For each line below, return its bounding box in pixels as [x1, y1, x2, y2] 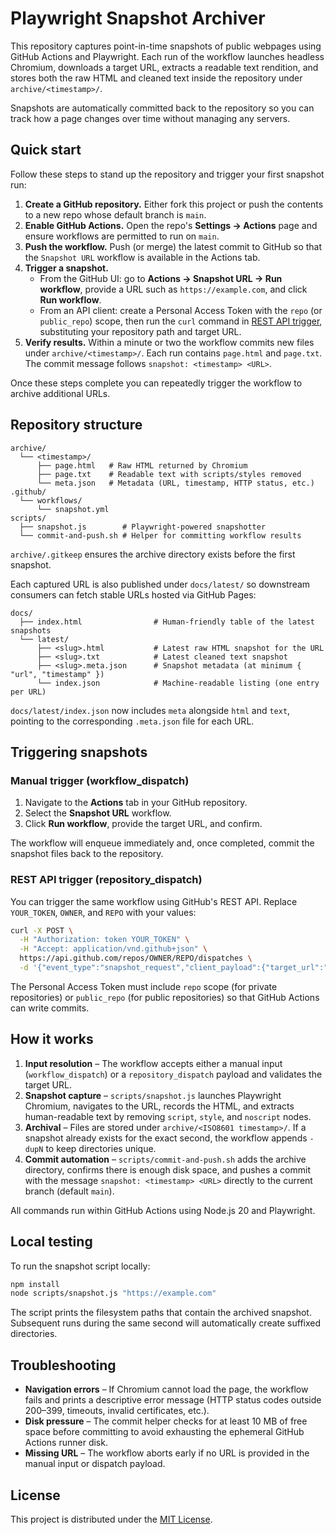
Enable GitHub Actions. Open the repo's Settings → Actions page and [24, 219, 318, 231]
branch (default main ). [24, 1185, 115, 1197]
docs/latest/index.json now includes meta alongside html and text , [10, 704, 291, 716]
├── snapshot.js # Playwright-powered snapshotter [19, 522, 267, 532]
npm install [10, 1279, 60, 1289]
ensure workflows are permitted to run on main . [24, 230, 220, 242]
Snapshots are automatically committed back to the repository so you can [10, 102, 315, 114]
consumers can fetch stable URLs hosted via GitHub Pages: [10, 588, 257, 601]
